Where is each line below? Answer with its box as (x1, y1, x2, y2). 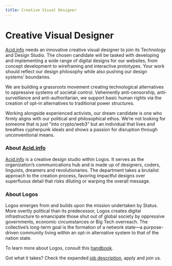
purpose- (143, 224, 164, 231)
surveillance (5, 94, 31, 100)
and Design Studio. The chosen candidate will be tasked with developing (5, 52, 159, 58)
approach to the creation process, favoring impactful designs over (5, 172, 145, 178)
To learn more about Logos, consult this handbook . (5, 245, 113, 251)
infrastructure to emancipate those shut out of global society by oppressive (5, 213, 165, 219)
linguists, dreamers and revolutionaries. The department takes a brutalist (5, 167, 159, 173)
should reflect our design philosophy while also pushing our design (5, 68, 147, 74)
